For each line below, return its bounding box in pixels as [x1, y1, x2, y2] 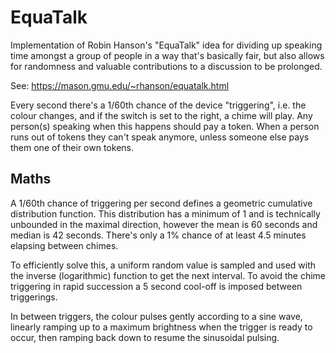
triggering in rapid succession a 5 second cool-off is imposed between [10, 280, 303, 292]
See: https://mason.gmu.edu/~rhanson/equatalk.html [10, 79, 230, 91]
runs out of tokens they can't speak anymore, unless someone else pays [10, 131, 310, 143]
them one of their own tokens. [10, 141, 134, 153]
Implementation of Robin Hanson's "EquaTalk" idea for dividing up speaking [10, 39, 323, 51]
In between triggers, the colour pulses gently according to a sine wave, [10, 310, 303, 322]
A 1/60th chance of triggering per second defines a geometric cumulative [10, 197, 313, 209]
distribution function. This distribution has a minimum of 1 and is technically [10, 207, 321, 220]
